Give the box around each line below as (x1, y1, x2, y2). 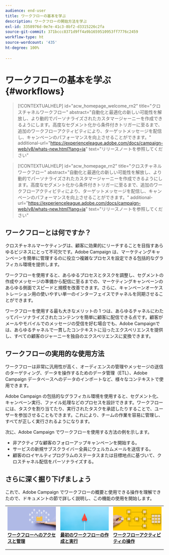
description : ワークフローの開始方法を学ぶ (5, 19, 87, 24)
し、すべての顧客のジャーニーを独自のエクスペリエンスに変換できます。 (5, 333, 153, 339)
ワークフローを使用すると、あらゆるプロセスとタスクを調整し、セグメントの (5, 272, 164, 278)
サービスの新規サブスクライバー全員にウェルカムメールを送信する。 (12, 446, 154, 452)
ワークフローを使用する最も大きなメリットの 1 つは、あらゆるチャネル (5, 308, 151, 314)
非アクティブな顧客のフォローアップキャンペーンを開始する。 (12, 440, 140, 446)
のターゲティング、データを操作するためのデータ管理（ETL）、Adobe (5, 370, 147, 376)
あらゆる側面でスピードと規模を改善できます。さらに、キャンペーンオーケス (5, 285, 163, 291)
